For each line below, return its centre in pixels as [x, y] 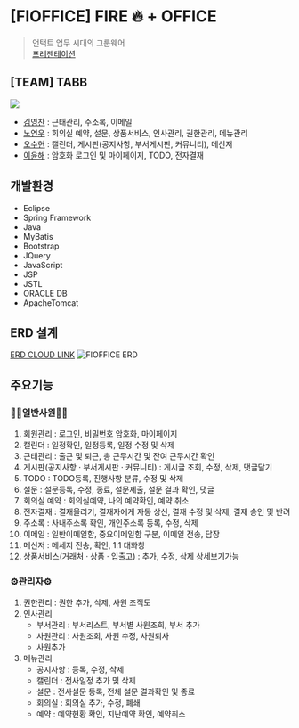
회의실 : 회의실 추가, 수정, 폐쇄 [88, 703]
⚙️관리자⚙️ [31, 581]
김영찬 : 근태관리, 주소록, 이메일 [77, 121]
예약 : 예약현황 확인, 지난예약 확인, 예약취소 [111, 714]
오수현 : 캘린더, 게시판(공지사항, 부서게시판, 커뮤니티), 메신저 [128, 143]
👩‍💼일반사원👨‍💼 [39, 413]
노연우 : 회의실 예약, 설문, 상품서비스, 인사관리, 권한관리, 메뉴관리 [135, 133]
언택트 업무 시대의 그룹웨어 [78, 43]
